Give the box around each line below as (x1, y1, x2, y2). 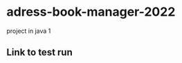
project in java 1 (6, 27, 51, 35)
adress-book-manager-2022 (6, 4, 176, 20)
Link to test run (6, 47, 73, 58)
